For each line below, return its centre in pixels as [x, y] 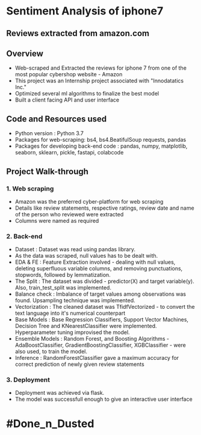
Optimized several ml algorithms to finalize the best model [87, 94]
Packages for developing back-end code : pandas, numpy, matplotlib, [101, 146]
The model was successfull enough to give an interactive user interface [104, 399]
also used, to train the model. [51, 351]
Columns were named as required [57, 221]
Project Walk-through [48, 172]
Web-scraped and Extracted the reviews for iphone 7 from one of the [100, 68]
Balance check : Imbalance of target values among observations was [100, 294]
